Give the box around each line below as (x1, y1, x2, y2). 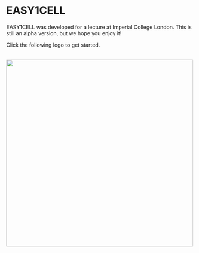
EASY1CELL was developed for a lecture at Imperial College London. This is (6, 23, 192, 31)
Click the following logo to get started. (6, 41, 100, 48)
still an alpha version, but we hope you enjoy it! (6, 29, 122, 36)
